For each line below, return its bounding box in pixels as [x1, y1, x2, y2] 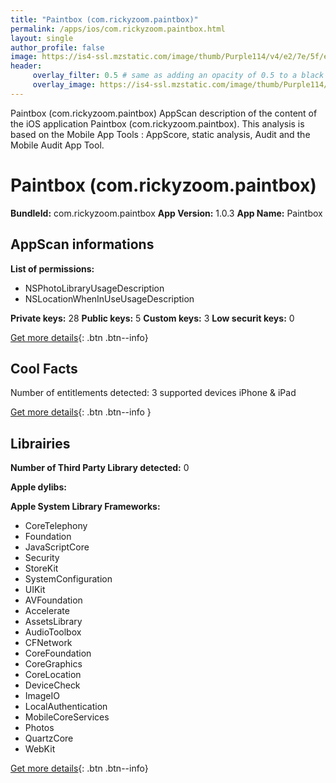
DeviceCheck [24, 679, 81, 691]
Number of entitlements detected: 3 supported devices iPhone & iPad [10, 387, 297, 399]
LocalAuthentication [24, 701, 108, 713]
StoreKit [24, 562, 59, 575]
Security [24, 552, 60, 564]
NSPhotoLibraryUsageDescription [24, 282, 165, 294]
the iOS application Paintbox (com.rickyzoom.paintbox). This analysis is [10, 117, 305, 130]
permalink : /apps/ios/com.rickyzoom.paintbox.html [10, 24, 226, 34]
